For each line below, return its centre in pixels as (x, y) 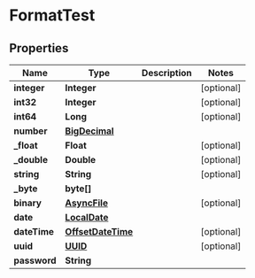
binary (28, 203)
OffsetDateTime (99, 232)
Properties (39, 48)
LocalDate (87, 217)
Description (166, 73)
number (31, 131)
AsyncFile (87, 203)
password (35, 260)
